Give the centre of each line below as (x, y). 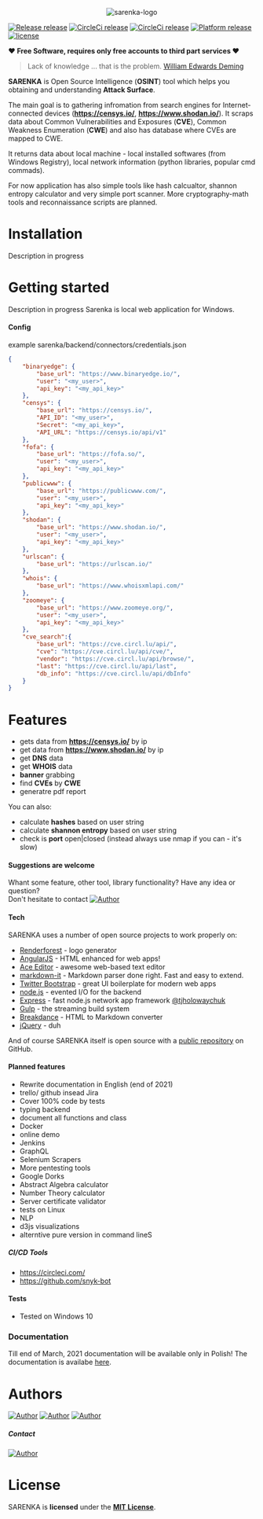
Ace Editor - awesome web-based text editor (92, 966)
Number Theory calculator (62, 1193)
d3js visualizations (49, 1226)
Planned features (37, 1067)
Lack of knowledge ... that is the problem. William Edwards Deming (135, 66)
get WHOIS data (46, 767)
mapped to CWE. (36, 138)
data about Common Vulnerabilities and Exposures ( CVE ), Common (117, 121)
